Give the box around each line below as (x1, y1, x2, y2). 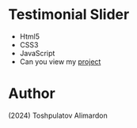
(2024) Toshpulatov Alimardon (8, 111, 108, 120)
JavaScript (19, 48, 55, 58)
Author (8, 85, 55, 103)
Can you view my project (19, 57, 101, 66)
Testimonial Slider (8, 6, 130, 24)
